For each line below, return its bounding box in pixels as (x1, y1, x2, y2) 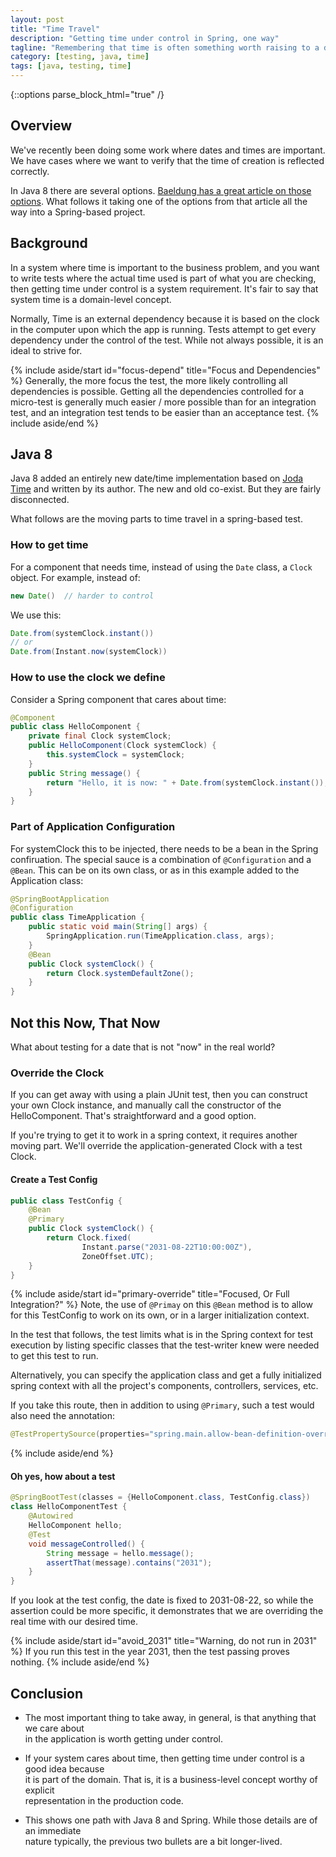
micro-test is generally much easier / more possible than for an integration (10, 396, 317, 408)
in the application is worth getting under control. (24, 1733, 223, 1745)
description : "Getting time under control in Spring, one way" (10, 33, 280, 43)
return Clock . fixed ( (46, 1233, 132, 1243)
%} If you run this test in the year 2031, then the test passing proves (10, 1646, 290, 1658)
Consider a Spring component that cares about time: (10, 693, 227, 705)
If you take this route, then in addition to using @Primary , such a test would (10, 1399, 315, 1411)
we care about (24, 1722, 85, 1735)
